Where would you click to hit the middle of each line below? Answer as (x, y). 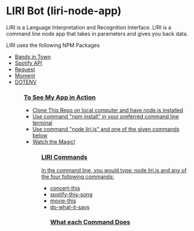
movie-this (63, 201)
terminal (42, 123)
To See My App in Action (59, 97)
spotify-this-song (71, 194)
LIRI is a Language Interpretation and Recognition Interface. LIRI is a (89, 27)
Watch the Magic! (54, 142)
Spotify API (28, 63)
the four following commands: (77, 176)
